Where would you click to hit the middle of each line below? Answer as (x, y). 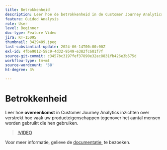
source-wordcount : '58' (30, 65)
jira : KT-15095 (21, 38)
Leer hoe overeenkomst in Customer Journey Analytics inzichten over (77, 112)
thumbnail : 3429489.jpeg (31, 42)
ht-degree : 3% (20, 70)
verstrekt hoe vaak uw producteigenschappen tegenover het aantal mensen (83, 118)
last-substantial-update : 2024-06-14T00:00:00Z (55, 47)
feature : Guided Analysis (32, 19)
